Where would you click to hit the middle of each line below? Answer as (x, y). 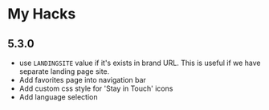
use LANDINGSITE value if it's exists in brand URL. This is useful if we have (140, 63)
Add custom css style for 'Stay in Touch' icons (96, 88)
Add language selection (58, 97)
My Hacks (42, 14)
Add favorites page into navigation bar (82, 80)
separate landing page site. (64, 71)
